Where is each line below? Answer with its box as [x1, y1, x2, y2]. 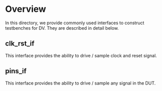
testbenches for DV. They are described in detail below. [5, 25, 119, 31]
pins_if [5, 67, 27, 75]
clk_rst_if [5, 40, 35, 48]
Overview [5, 3, 46, 15]
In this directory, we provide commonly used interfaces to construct [5, 20, 145, 26]
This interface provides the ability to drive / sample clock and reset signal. [5, 52, 157, 58]
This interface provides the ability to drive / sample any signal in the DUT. [5, 80, 156, 86]
